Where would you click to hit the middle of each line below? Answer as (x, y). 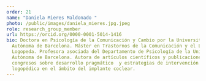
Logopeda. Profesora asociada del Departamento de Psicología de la (101, 52)
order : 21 (19, 12)
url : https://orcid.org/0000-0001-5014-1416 (64, 35)
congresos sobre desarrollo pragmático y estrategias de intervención (105, 63)
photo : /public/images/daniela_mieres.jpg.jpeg (68, 23)
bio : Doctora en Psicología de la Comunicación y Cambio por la (90, 40)
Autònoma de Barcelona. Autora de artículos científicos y (89, 57)
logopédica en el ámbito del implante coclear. (74, 69)
